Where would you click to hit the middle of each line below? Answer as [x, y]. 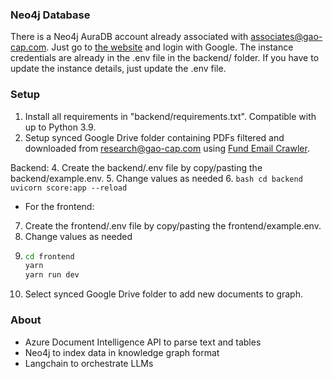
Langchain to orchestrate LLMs [89, 363]
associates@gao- [286, 37]
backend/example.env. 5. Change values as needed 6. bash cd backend [156, 178]
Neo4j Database [50, 15]
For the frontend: [59, 206]
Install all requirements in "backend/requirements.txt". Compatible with [170, 116]
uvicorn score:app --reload [69, 188]
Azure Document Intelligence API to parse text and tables [143, 342]
